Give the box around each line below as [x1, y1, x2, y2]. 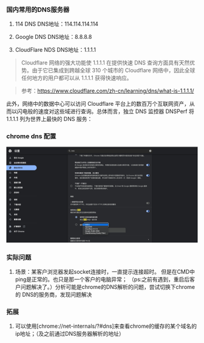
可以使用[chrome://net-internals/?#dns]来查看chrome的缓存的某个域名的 [15, 322, 197, 330]
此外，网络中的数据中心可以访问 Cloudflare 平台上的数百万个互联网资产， [6, 100, 190, 108]
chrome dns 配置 [6, 132, 56, 140]
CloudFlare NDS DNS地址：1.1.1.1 [15, 46, 96, 54]
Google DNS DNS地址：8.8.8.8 [15, 33, 92, 41]
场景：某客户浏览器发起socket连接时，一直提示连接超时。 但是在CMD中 [15, 268, 195, 275]
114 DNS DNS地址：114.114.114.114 [15, 20, 99, 28]
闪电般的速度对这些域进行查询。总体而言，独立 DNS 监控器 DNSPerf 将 [16, 108, 194, 115]
